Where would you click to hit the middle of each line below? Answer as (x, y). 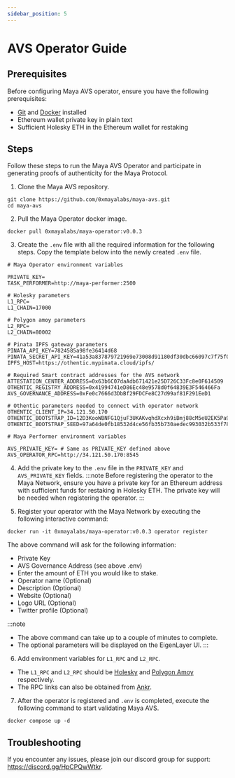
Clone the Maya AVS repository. (63, 187)
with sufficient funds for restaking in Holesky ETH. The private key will (119, 491)
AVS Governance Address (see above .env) (80, 566)
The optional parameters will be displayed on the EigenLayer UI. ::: (113, 645)
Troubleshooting (44, 743)
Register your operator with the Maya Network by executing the (109, 512)
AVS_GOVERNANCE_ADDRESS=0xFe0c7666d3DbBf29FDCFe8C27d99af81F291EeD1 (109, 394)
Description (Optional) (49, 588)
